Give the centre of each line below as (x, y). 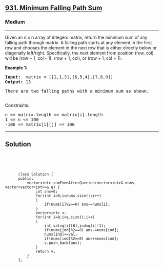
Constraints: (17, 105)
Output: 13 (18, 82)
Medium (15, 22)
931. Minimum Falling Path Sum (54, 8)
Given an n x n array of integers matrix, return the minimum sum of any (76, 37)
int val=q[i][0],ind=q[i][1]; (75, 226)
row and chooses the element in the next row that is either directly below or (81, 48)
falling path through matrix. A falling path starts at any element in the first (79, 42)
